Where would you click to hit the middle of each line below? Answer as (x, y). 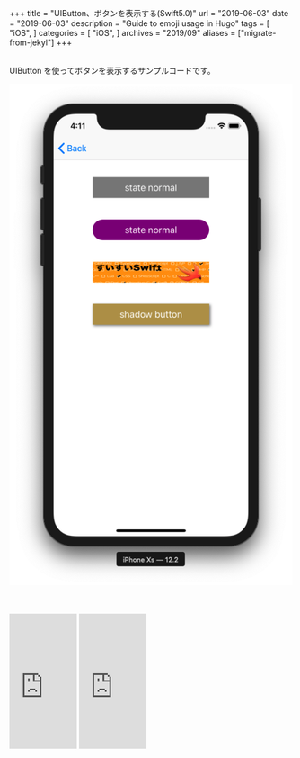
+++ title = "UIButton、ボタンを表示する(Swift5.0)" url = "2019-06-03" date (149, 13)
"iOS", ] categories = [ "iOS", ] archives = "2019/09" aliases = (123, 33)
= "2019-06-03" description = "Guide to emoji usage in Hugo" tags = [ (140, 23)
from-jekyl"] (32, 42)
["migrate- (257, 33)
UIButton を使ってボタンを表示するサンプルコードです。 (112, 71)
